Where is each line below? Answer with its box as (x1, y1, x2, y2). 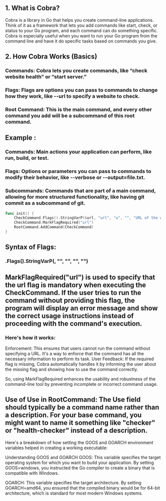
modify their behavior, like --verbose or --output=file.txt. (5, 174, 145, 181)
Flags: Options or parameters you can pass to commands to (5, 168, 152, 175)
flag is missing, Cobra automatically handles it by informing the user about (5, 361, 157, 367)
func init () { (5, 211, 35, 216)
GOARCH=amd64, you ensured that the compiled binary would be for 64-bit (5, 485, 160, 491)
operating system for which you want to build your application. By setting (5, 459, 154, 465)
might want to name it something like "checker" (5, 418, 156, 427)
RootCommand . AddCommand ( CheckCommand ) (14, 225, 94, 230)
